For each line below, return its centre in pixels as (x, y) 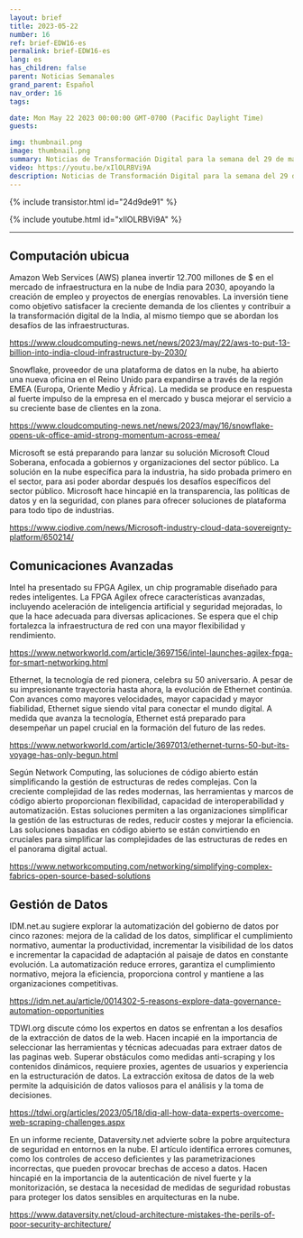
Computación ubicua (69, 256)
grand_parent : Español (52, 85)
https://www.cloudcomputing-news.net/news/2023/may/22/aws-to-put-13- (150, 343)
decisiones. (31, 1095)
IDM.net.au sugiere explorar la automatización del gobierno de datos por (144, 926)
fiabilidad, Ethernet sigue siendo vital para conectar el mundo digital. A (141, 709)
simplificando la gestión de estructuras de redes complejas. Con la (133, 782)
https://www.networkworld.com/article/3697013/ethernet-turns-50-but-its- (150, 746)
